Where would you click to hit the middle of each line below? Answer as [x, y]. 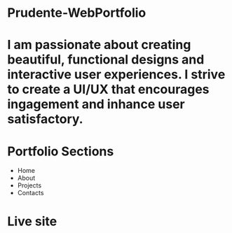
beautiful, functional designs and [106, 60]
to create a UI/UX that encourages [108, 90]
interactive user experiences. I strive [116, 75]
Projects [29, 185]
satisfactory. [45, 119]
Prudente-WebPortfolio [77, 13]
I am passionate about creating [99, 45]
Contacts [30, 193]
